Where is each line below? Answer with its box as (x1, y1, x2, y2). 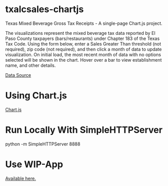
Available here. (5, 175, 36, 181)
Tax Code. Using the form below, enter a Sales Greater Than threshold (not (5, 40, 161, 46)
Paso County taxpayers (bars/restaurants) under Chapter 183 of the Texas (5, 35, 160, 41)
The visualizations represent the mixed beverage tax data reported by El (5, 30, 156, 36)
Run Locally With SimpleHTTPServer (5, 124, 163, 136)
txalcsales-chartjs (5, 4, 84, 15)
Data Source (5, 72, 31, 78)
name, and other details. (5, 62, 56, 68)
